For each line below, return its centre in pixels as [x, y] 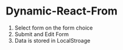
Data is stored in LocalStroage [52, 40]
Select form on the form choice [54, 28]
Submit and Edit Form [42, 34]
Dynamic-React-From [62, 11]
